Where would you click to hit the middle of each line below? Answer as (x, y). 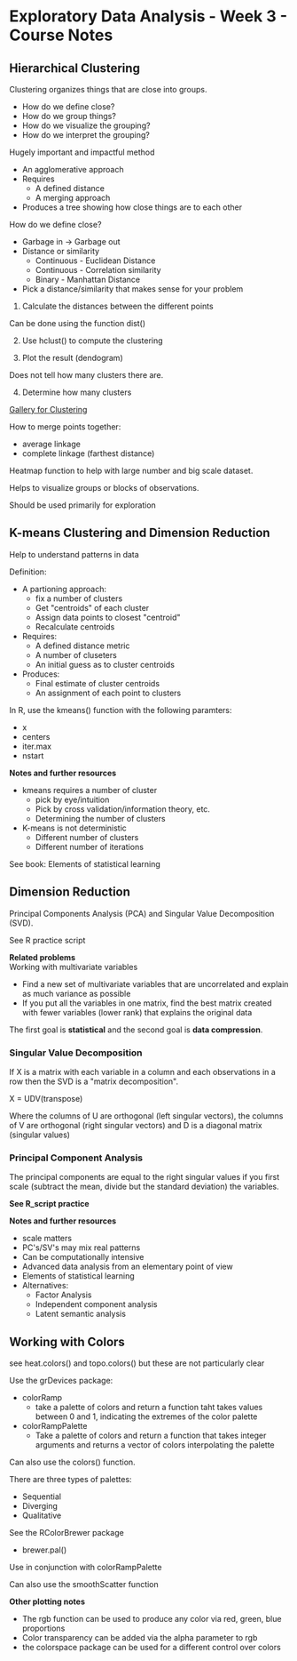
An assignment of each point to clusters (108, 693)
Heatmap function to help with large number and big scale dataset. (131, 470)
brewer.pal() (44, 1550)
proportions (43, 1628)
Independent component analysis (96, 1304)
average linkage (51, 444)
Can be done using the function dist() (78, 323)
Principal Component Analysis (76, 1158)
